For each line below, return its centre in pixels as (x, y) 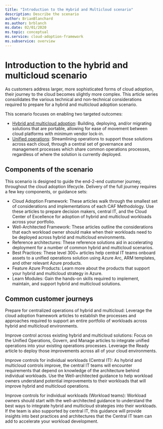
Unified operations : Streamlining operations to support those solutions (82, 138)
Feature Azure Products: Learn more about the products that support (81, 268)
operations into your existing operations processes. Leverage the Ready (77, 346)
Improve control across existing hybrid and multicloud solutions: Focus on (79, 335)
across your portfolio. (33, 222)
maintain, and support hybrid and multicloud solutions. (66, 283)
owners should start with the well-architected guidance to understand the (79, 401)
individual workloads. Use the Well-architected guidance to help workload (79, 376)
